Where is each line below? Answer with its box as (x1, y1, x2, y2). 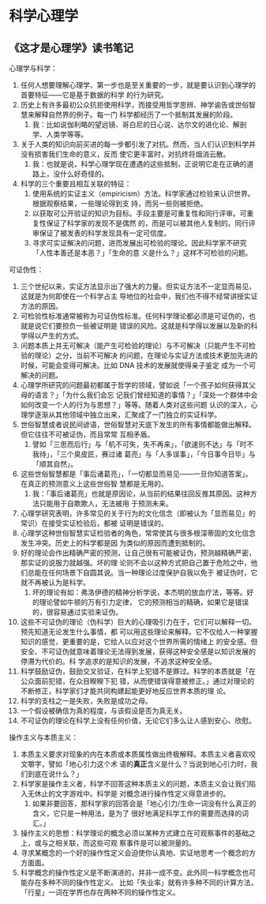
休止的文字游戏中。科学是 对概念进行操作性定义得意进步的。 (34, 789, 230, 798)
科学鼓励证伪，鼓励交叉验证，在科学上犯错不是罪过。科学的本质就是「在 (20, 666, 256, 676)
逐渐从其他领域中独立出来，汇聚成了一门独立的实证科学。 (34, 410, 222, 419)
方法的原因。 (20, 302, 62, 310)
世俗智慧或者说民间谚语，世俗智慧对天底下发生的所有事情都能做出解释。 (20, 420, 256, 429)
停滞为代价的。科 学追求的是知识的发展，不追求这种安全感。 (20, 657, 216, 666)
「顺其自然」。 (32, 460, 78, 468)
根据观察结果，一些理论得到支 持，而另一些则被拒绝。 (32, 199, 208, 208)
